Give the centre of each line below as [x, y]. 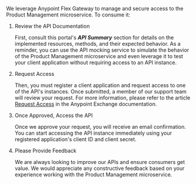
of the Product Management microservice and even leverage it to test [99, 56]
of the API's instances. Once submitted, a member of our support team [101, 91]
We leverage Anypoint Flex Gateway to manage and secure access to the [95, 9]
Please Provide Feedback [45, 150]
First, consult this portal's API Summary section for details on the [94, 37]
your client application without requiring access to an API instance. [96, 62]
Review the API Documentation [52, 26]
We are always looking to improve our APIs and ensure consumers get [100, 162]
